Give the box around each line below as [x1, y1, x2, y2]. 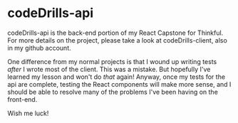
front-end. [7, 95, 38, 104]
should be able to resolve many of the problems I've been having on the [7, 87, 219, 96]
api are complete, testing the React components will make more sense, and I [7, 80, 232, 88]
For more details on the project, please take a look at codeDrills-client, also [7, 36, 228, 44]
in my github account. [7, 43, 71, 52]
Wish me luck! [7, 109, 49, 117]
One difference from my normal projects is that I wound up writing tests [7, 57, 217, 65]
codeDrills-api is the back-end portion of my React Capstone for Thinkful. [7, 28, 224, 37]
